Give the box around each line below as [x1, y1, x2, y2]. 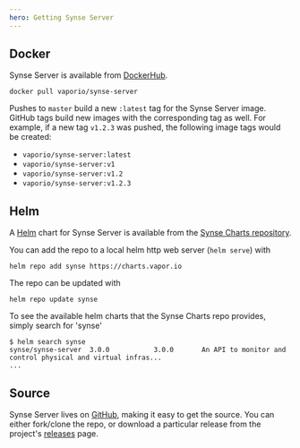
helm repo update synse [9, 295, 99, 305]
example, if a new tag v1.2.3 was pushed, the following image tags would [9, 122, 281, 133]
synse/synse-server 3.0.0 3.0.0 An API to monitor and [9, 346, 287, 355]
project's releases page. [9, 428, 99, 439]
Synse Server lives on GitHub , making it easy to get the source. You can [9, 409, 275, 420]
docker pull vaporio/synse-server [9, 87, 139, 97]
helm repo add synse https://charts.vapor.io [9, 262, 182, 271]
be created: [9, 132, 52, 142]
